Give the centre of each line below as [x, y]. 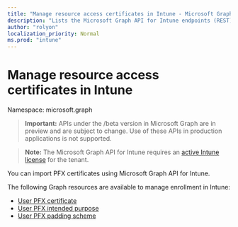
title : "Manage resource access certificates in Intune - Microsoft [110, 14]
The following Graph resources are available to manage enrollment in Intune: [119, 187]
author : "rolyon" [33, 27]
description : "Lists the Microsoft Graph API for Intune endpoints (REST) [120, 21]
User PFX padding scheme [57, 216]
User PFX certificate [47, 201]
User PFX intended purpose [58, 209]
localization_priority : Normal [53, 34]
